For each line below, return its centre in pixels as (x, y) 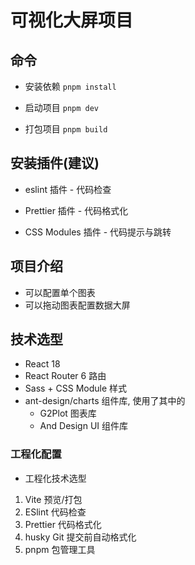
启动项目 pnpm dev (62, 107)
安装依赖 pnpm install (70, 86)
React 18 (42, 364)
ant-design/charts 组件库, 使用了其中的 (105, 401)
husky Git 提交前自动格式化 (80, 537)
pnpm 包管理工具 (60, 549)
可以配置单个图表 (60, 292)
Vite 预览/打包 (53, 499)
